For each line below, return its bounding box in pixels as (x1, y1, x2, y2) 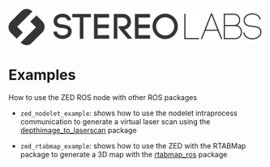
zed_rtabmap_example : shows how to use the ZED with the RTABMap (19, 140, 246, 150)
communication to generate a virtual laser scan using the (19, 116, 211, 126)
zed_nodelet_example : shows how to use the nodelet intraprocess (19, 108, 238, 118)
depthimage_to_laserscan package (19, 125, 137, 135)
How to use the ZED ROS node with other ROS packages (8, 92, 197, 102)
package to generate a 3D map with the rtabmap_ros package (19, 149, 228, 159)
